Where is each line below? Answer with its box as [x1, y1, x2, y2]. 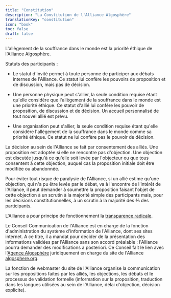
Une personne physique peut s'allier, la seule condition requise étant [12, 92, 157, 97]
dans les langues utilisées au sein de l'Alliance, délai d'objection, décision [5, 282, 160, 287]
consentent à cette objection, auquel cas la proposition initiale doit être [5, 160, 155, 166]
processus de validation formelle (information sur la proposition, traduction [5, 276, 163, 282]
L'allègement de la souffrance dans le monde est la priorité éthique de [5, 46, 153, 51]
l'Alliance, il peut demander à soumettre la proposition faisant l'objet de [5, 186, 155, 193]
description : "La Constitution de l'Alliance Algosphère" [5, 12, 131, 17]
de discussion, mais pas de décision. [12, 81, 90, 88]
